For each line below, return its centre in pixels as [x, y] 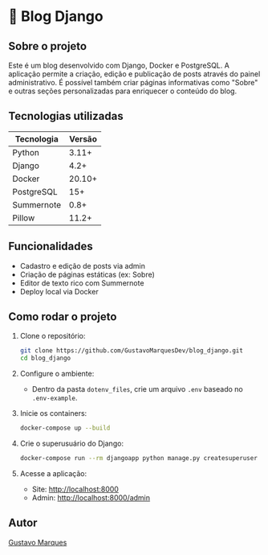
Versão [83, 138]
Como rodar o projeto [63, 317]
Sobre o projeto [47, 46]
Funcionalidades [51, 247]
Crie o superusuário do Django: [72, 444]
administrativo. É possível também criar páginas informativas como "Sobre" [133, 82]
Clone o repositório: [53, 336]
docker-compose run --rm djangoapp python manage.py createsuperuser [139, 458]
